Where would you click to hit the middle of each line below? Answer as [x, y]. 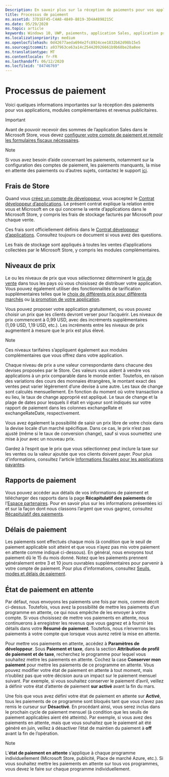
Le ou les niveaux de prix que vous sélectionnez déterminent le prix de [78, 278]
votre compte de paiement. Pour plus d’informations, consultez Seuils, [78, 568]
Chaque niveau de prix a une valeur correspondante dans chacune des [79, 365]
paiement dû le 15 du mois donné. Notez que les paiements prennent [76, 558]
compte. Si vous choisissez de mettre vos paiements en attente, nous [77, 618]
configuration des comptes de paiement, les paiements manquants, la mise [83, 165]
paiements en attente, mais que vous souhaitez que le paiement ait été [78, 723]
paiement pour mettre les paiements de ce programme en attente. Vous [80, 665]
